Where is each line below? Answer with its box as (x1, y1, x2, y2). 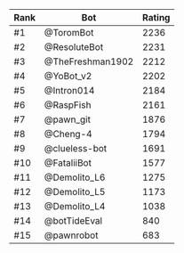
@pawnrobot (44, 229, 99, 241)
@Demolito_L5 (44, 186, 106, 198)
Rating (141, 12, 171, 23)
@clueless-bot (44, 143, 108, 154)
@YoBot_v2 (44, 70, 92, 82)
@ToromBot (44, 27, 94, 38)
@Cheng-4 (44, 128, 92, 140)
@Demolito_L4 (44, 200, 106, 212)
